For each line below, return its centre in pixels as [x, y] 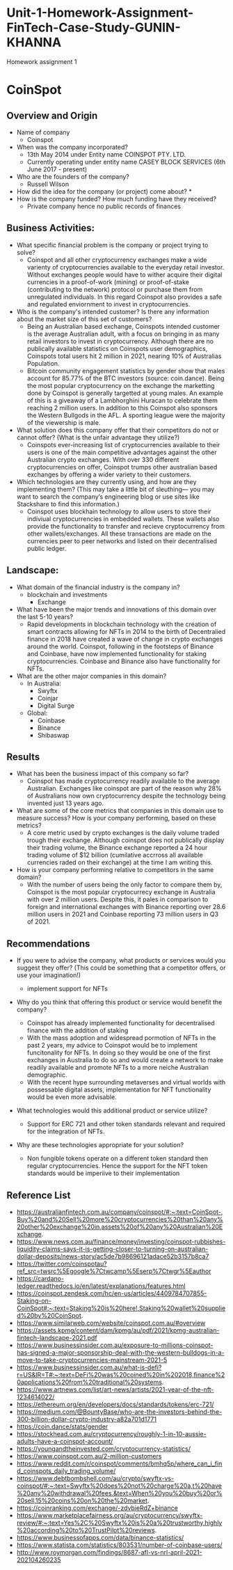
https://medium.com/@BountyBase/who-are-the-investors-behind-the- [119, 1412]
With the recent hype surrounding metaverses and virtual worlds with [126, 1082]
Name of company [43, 132]
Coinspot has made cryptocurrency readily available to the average [123, 781]
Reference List [39, 1195]
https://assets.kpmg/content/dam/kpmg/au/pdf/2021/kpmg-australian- [118, 1330]
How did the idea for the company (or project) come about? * [104, 191]
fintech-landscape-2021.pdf [57, 1338]
